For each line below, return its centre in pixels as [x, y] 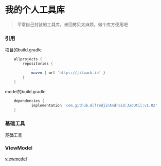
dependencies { [29, 101]
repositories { [38, 64]
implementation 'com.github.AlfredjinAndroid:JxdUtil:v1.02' [94, 105]
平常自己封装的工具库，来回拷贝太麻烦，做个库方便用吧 [72, 24]
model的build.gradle [25, 92]
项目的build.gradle [24, 50]
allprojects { [28, 59]
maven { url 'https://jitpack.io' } [68, 73]
